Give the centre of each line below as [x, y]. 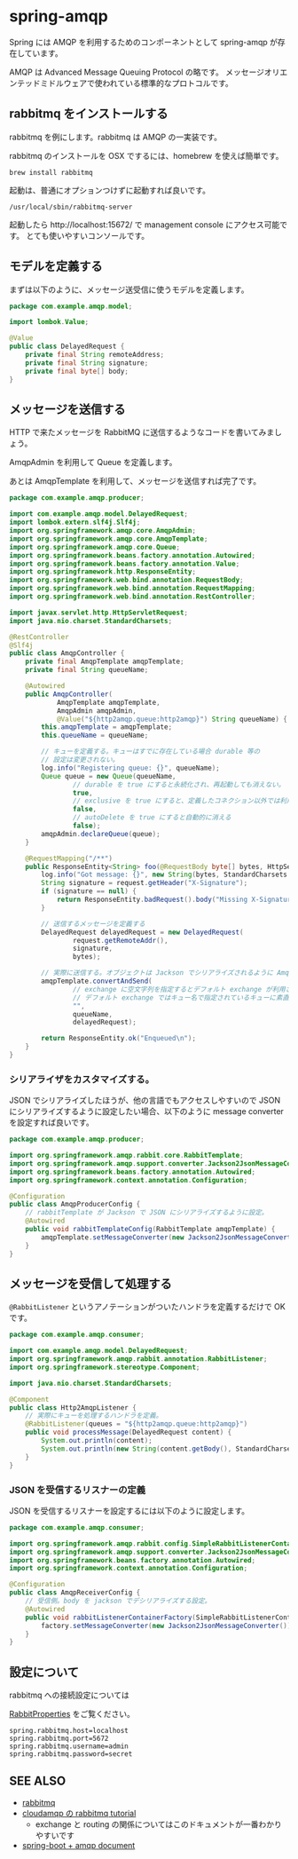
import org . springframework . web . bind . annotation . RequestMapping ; [132, 589]
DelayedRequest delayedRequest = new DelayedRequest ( [142, 932]
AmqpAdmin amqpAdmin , [97, 711]
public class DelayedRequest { [67, 347]
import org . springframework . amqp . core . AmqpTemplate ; [109, 539]
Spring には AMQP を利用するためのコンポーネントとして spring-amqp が [143, 42]
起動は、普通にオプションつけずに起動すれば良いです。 [110, 190]
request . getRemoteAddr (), [120, 940]
